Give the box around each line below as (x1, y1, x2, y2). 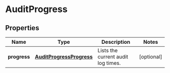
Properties (5, 24, 39, 32)
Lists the (97, 47, 118, 54)
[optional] (139, 53, 162, 60)
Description (101, 39, 131, 45)
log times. (97, 59, 121, 66)
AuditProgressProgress (34, 53, 93, 60)
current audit (97, 53, 129, 60)
